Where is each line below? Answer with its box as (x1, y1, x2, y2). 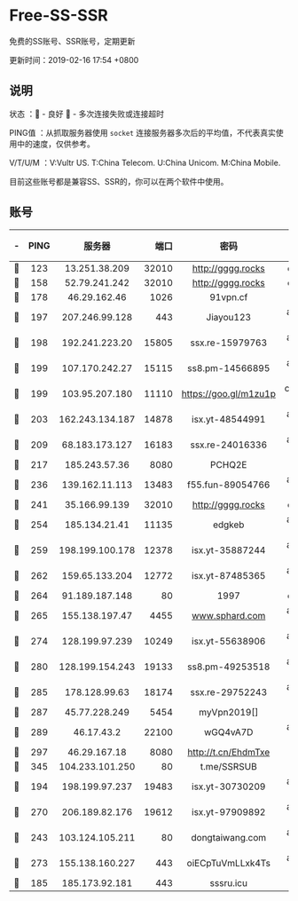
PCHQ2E (209, 458, 247, 470)
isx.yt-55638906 (192, 635, 266, 647)
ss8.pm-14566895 (187, 361, 271, 374)
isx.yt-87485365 (192, 569, 266, 581)
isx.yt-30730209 (192, 780, 266, 793)
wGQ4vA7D (203, 725, 254, 738)
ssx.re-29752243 (190, 685, 268, 698)
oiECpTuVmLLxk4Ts (186, 857, 271, 869)
